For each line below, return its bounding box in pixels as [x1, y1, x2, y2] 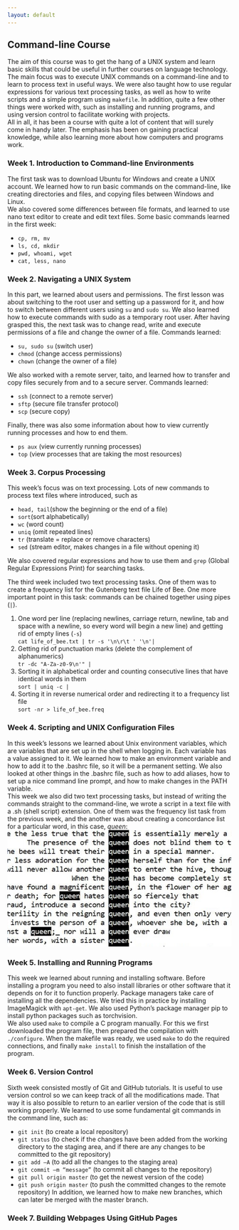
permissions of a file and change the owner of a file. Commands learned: [7, 328, 222, 337]
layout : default [7, 11, 55, 18]
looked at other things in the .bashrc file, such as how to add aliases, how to [7, 769, 230, 778]
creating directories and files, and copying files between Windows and [7, 189, 215, 198]
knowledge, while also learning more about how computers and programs [7, 133, 224, 141]
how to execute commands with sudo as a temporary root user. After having [7, 313, 230, 321]
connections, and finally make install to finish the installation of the [7, 1042, 206, 1050]
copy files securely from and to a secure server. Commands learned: [7, 378, 208, 387]
